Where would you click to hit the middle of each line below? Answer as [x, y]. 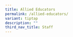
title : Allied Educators [30, 9]
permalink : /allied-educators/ [37, 14]
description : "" [21, 23]
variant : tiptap [21, 18]
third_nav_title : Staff [29, 27]
